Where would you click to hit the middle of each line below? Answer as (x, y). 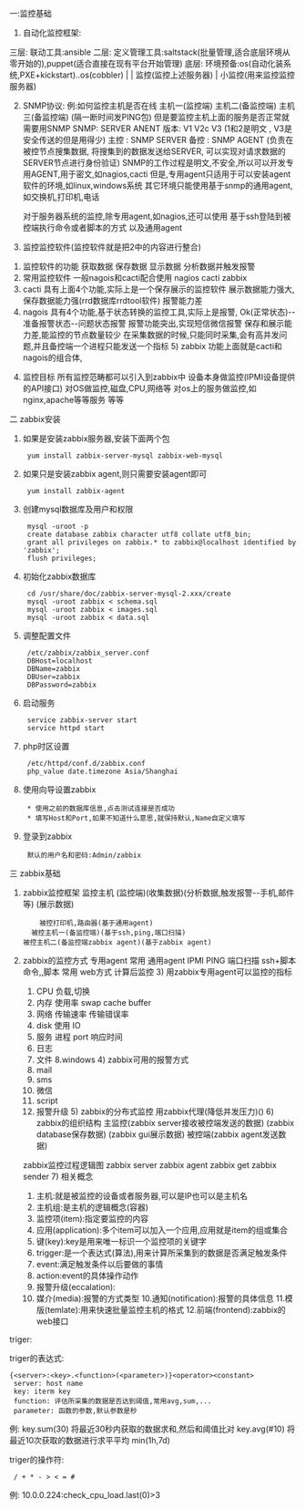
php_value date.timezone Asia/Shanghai (102, 771)
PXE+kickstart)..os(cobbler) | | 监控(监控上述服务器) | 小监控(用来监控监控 (158, 75)
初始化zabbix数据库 (59, 576)
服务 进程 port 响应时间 (79, 1037)
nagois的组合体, (52, 357)
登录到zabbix (47, 836)
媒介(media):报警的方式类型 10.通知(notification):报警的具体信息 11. (160, 1298)
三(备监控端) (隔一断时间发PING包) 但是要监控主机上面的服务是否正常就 (156, 117)
